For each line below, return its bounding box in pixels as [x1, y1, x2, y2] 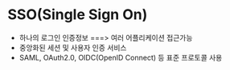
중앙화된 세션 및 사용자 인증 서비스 [18, 42, 127, 52]
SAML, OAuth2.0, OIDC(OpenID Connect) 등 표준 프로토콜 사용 [18, 52, 223, 62]
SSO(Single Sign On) [7, 6, 148, 24]
